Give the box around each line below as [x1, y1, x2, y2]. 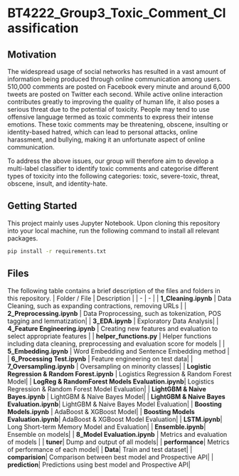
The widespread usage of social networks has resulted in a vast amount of [7, 68, 226, 75]
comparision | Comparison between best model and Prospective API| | [7, 453, 214, 461]
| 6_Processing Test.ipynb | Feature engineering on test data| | [7, 354, 193, 363]
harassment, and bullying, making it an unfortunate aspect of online [7, 135, 206, 144]
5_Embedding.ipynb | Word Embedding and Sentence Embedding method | [7, 347, 230, 355]
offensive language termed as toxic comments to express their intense [7, 112, 213, 121]
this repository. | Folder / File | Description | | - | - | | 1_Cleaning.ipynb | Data [7, 294, 232, 302]
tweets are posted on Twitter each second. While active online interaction [7, 90, 223, 98]
